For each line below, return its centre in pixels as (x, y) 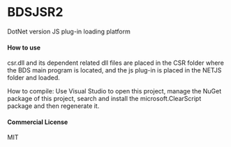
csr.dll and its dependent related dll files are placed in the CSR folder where (116, 63)
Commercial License (38, 122)
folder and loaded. (34, 78)
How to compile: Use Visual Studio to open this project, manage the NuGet (114, 91)
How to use (24, 47)
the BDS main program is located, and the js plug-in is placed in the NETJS (114, 70)
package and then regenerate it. (53, 106)
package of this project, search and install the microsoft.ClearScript (104, 99)
